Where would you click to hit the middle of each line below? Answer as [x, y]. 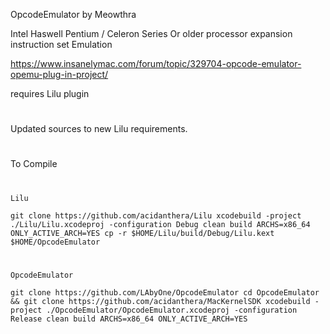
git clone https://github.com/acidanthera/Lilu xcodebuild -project [156, 215]
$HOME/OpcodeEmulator [55, 242]
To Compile [34, 164]
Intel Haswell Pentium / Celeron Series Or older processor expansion [151, 33]
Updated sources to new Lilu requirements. [99, 129]
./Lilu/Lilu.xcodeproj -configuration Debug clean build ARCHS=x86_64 [160, 224]
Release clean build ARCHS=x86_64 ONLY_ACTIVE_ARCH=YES [129, 319]
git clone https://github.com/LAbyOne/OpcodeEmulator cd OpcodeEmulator [165, 292]
